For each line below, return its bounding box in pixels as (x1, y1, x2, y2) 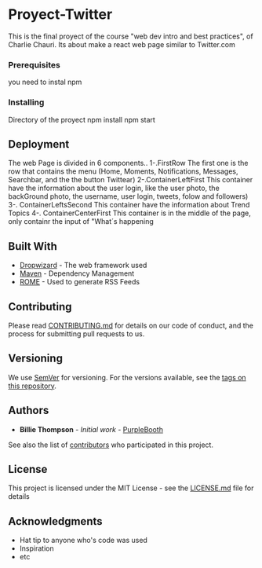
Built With (8, 240, 57, 253)
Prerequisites (8, 59, 60, 70)
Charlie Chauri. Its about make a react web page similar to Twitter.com (8, 39, 235, 49)
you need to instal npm (8, 77, 82, 87)
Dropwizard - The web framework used (19, 261, 147, 270)
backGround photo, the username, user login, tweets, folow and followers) (8, 192, 249, 201)
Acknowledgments (8, 515, 104, 528)
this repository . (8, 381, 57, 390)
